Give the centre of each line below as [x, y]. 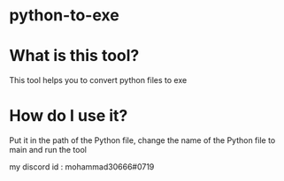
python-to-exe [64, 15]
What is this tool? [74, 56]
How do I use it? [69, 116]
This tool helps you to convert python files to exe [98, 80]
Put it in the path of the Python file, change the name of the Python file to [142, 140]
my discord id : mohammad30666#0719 [82, 167]
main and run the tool [48, 150]
